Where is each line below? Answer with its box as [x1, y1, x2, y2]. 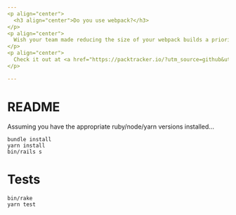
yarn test [7, 201, 37, 208]
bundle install [7, 136, 52, 143]
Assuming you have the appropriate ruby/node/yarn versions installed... [7, 122, 214, 131]
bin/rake [7, 195, 33, 202]
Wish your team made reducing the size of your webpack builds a [13, 37, 209, 44]
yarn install [7, 142, 46, 149]
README [7, 99, 60, 115]
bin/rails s [7, 148, 42, 155]
